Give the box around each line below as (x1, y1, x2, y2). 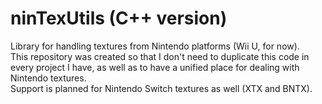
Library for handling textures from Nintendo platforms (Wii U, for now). (10, 40, 300, 52)
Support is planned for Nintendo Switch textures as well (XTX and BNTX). (10, 82, 313, 94)
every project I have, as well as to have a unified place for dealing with (10, 61, 300, 73)
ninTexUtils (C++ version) (10, 7, 228, 30)
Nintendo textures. (10, 72, 87, 84)
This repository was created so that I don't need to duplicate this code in (10, 50, 310, 62)
